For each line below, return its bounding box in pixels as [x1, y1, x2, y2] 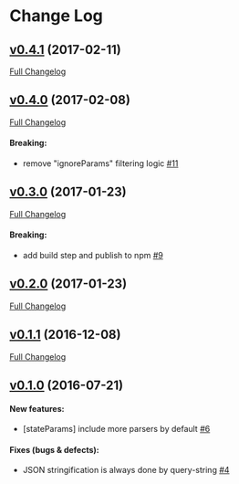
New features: [9, 403, 65, 414]
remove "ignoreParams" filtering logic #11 [22, 158, 179, 169]
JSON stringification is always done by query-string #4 [22, 465, 230, 476]
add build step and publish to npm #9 [22, 250, 164, 261]
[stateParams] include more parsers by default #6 [22, 424, 211, 435]
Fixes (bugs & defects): [9, 444, 99, 455]
